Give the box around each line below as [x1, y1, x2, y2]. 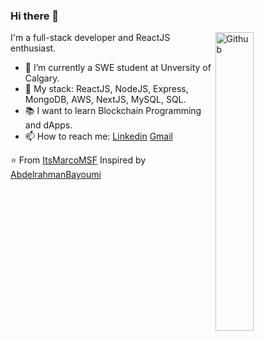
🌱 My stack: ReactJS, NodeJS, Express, [24, 83, 189, 95]
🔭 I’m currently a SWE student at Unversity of [24, 62, 212, 74]
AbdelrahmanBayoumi [10, 169, 102, 181]
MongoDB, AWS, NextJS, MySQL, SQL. [24, 94, 187, 106]
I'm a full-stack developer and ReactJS [10, 32, 171, 44]
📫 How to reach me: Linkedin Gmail [24, 130, 173, 143]
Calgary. [24, 72, 60, 84]
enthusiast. [10, 42, 57, 54]
